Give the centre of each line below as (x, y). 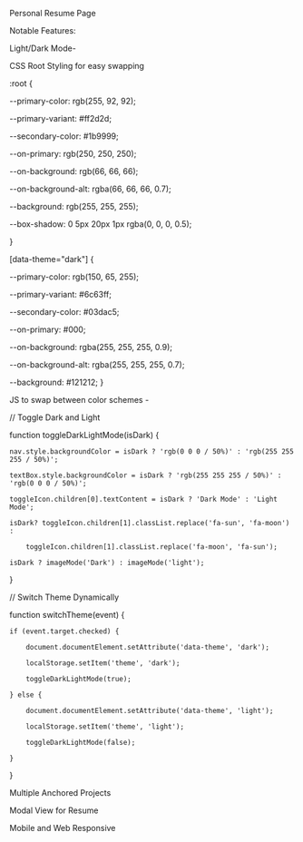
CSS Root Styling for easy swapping (77, 66)
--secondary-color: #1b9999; (64, 136)
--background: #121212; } (57, 382)
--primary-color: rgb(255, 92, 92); (73, 101)
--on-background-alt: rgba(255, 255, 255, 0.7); (97, 365)
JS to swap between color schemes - (79, 400)
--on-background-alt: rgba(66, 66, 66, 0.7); (90, 189)
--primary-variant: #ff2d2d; (60, 118)
